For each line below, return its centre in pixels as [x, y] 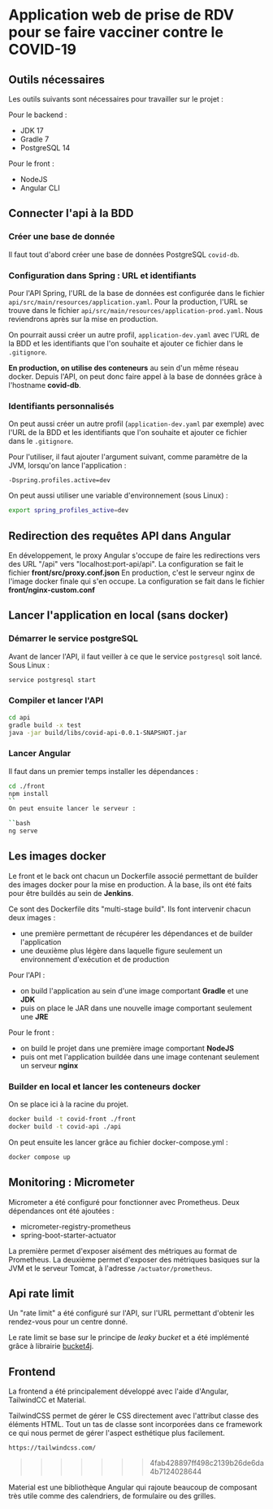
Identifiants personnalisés [61, 406]
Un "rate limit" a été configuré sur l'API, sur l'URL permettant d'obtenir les [131, 1313]
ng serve [23, 831]
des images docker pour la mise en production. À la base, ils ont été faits [130, 885]
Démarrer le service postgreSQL [74, 638]
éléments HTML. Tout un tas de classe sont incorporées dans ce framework [135, 1424]
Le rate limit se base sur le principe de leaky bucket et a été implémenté [129, 1337]
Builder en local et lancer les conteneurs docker [104, 1086]
